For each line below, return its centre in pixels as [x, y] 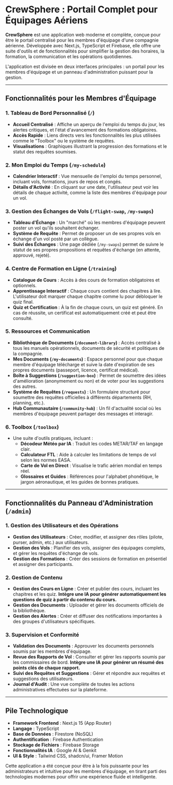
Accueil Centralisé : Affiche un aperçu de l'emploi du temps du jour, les [89, 124]
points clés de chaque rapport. [46, 668]
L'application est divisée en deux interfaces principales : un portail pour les [85, 66]
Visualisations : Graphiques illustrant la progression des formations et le [90, 146]
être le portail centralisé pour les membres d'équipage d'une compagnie [82, 40]
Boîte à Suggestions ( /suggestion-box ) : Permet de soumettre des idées [89, 375]
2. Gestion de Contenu [34, 577]
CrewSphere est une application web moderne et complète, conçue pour [83, 34]
